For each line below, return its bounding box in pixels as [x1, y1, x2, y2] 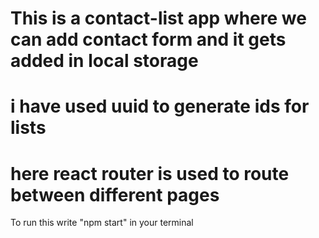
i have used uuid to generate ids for [10, 95, 310, 118]
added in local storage [10, 50, 199, 72]
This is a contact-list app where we [10, 7, 307, 30]
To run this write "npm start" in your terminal [10, 217, 194, 229]
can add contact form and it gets [10, 28, 287, 51]
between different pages [10, 183, 220, 206]
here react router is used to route [10, 162, 290, 185]
